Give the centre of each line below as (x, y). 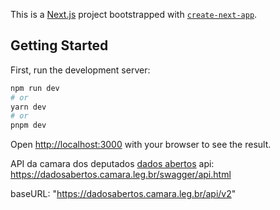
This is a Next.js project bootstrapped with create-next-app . (134, 14)
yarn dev (28, 107)
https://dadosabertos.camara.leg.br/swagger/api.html (121, 175)
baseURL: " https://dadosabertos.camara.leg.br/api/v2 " (123, 194)
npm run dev (35, 88)
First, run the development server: (80, 70)
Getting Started (59, 45)
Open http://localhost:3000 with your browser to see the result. (141, 145)
